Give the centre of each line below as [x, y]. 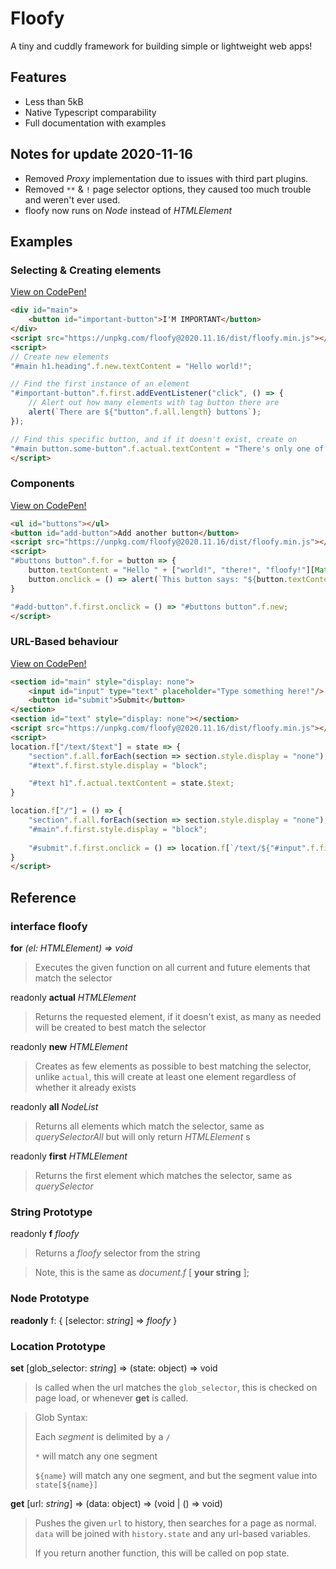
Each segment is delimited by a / [102, 1436]
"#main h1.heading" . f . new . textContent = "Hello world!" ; [131, 366]
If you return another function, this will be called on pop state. [162, 1553]
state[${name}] [66, 1485]
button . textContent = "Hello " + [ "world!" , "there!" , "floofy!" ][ [171, 570]
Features [38, 77]
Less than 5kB [54, 101]
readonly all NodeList [54, 1107]
